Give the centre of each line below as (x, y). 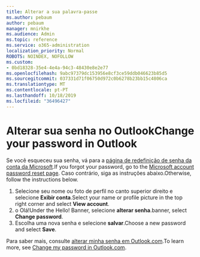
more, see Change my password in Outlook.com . (66, 247)
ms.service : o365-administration (48, 46)
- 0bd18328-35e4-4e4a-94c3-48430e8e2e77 (57, 68)
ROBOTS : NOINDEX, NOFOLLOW (40, 56)
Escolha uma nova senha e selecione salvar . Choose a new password (100, 223)
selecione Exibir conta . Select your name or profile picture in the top (99, 197)
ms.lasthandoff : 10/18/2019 (41, 95)
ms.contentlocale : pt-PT (37, 90)
